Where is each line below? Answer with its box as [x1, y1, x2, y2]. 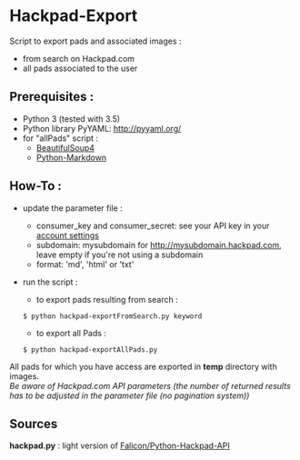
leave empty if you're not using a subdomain [35, 249, 204, 260]
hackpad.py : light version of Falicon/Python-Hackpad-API [9, 440, 230, 451]
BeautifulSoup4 [35, 142, 95, 153]
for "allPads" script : [22, 133, 98, 144]
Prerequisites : [9, 89, 94, 105]
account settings [35, 229, 100, 241]
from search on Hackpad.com [22, 53, 135, 64]
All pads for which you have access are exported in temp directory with [9, 361, 277, 372]
